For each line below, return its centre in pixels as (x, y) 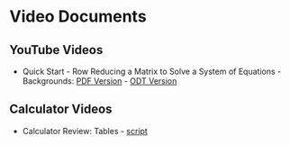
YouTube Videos (56, 50)
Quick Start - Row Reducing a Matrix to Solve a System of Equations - (152, 71)
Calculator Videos (61, 109)
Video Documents (78, 17)
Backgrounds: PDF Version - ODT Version (100, 81)
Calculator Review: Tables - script (85, 131)
